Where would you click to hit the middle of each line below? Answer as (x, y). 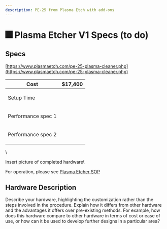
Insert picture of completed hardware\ (45, 162)
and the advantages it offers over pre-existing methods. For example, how (83, 210)
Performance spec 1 (32, 116)
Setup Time (22, 98)
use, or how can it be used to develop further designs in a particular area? (82, 221)
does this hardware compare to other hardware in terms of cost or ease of (83, 216)
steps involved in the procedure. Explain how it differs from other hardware (83, 205)
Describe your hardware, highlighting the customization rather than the (79, 200)
